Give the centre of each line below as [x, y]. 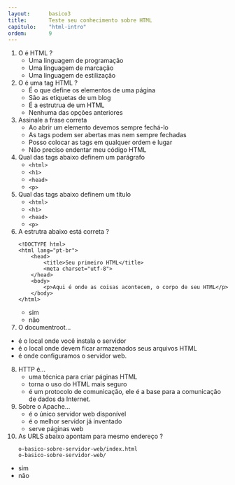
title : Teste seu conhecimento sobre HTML [80, 20]
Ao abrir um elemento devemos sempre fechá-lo [98, 127]
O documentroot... [44, 328]
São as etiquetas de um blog [70, 98]
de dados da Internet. [59, 399]
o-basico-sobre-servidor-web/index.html [78, 449]
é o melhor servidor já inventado [75, 421]
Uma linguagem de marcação [71, 68]
